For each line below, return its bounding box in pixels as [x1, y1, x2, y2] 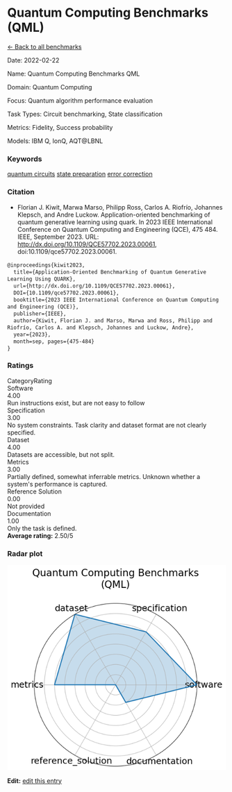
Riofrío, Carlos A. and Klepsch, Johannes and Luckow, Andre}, [7, 324, 194, 331]
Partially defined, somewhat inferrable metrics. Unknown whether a [7, 472, 201, 480]
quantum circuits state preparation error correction [7, 170, 153, 178]
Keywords [7, 154, 42, 164]
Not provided [7, 502, 45, 510]
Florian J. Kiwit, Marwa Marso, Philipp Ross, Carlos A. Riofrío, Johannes [17, 203, 223, 211]
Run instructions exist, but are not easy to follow [7, 398, 145, 407]
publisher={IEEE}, [13, 310, 67, 317]
